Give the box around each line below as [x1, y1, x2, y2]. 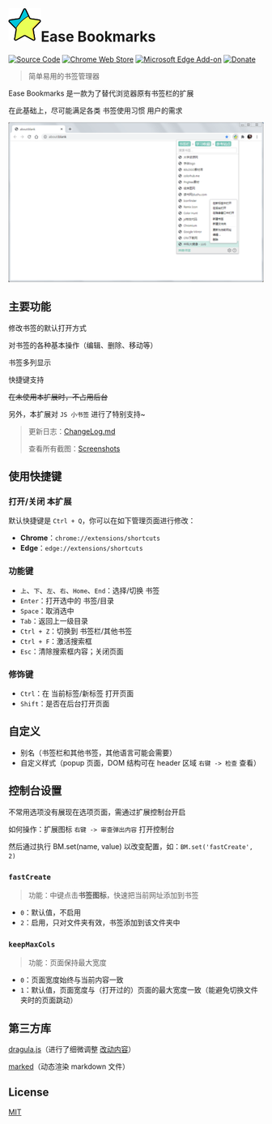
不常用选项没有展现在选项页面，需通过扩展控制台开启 [8, 807, 186, 817]
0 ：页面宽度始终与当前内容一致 [19, 975, 124, 985]
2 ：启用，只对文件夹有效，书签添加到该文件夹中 [19, 917, 181, 927]
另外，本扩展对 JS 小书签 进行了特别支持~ [8, 409, 146, 418]
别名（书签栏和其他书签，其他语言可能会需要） [19, 748, 176, 757]
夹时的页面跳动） [19, 995, 78, 1005]
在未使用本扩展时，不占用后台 [8, 392, 108, 401]
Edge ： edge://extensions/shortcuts [19, 543, 143, 553]
